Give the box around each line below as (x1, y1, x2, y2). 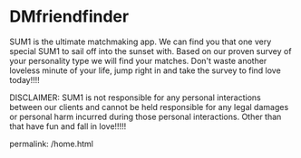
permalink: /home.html (9, 138, 93, 149)
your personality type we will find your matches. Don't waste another (9, 55, 267, 66)
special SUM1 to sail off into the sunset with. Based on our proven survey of (9, 45, 292, 56)
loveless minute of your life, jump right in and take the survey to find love (9, 65, 281, 76)
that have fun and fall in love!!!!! (9, 120, 127, 132)
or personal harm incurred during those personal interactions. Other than (9, 111, 282, 122)
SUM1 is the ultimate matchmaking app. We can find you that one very (9, 36, 272, 47)
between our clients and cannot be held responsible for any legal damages (9, 101, 289, 112)
